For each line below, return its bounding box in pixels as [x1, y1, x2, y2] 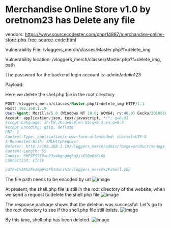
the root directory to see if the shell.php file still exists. [5, 207, 119, 213]
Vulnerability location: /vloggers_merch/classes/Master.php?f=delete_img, [5, 56, 161, 62]
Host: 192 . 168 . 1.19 [5, 106, 47, 111]
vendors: [5, 31, 24, 37]
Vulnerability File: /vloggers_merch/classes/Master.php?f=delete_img [5, 46, 151, 52]
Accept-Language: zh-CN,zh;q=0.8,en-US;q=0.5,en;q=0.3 [5, 120, 124, 125]
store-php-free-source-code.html [5, 37, 76, 43]
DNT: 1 [5, 130, 19, 135]
